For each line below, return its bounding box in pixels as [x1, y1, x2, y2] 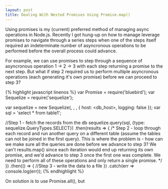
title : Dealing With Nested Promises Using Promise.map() [5, 12, 130, 17]
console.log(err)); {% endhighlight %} [5, 168, 84, 174]
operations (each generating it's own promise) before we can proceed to [5, 74, 157, 80]
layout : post [5, 7, 33, 13]
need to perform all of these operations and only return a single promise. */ [5, 157, 162, 163]
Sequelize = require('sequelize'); [5, 94, 74, 101]
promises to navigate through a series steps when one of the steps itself [5, 37, 156, 43]
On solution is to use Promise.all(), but [5, 178, 85, 184]
